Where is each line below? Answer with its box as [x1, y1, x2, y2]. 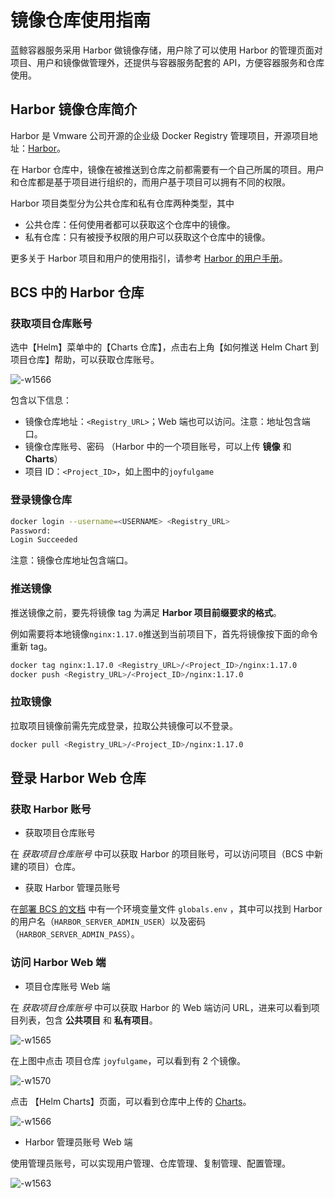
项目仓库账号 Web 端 [24, 980, 111, 992]
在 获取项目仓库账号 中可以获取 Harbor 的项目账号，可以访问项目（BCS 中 [10, 848, 315, 860]
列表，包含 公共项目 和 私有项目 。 [18, 1014, 158, 1026]
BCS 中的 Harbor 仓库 [10, 284, 145, 301]
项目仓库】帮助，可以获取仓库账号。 [10, 354, 160, 366]
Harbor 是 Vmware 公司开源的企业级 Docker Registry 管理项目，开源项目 [10, 129, 310, 141]
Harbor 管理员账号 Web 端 [24, 1136, 133, 1148]
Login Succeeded [10, 535, 78, 545]
